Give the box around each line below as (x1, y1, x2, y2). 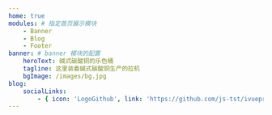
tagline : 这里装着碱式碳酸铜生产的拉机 (23, 65, 140, 73)
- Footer (23, 42, 53, 50)
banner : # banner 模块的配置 (8, 49, 101, 57)
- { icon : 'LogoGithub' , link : (37, 95, 143, 103)
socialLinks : (23, 87, 67, 96)
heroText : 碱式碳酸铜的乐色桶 (23, 57, 114, 66)
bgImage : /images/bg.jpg (23, 72, 107, 80)
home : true (8, 11, 45, 20)
